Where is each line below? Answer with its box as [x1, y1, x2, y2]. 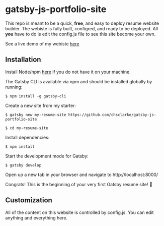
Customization [5, 196, 53, 205]
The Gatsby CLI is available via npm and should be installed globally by [5, 78, 152, 84]
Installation [5, 55, 41, 64]
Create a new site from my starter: [5, 102, 76, 108]
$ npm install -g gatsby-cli [5, 93, 66, 99]
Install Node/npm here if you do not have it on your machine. [5, 69, 131, 75]
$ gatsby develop [5, 162, 42, 167]
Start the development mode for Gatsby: [5, 153, 89, 159]
